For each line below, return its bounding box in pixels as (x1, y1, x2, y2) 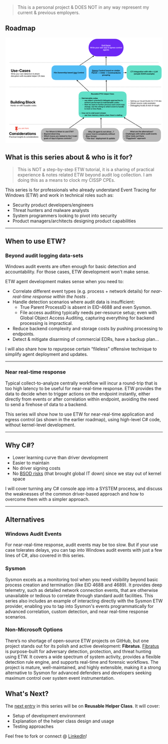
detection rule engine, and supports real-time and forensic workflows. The (5, 659, 159, 665)
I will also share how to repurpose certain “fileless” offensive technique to (5, 346, 157, 352)
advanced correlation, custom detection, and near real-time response (5, 608, 148, 614)
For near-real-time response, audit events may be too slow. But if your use (5, 542, 158, 548)
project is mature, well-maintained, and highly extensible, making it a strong (5, 664, 161, 670)
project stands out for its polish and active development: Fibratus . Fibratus (5, 643, 159, 649)
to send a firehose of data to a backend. (5, 401, 87, 407)
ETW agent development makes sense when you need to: (5, 279, 124, 285)
